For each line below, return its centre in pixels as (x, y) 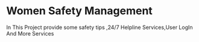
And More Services (30, 33)
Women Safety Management (79, 11)
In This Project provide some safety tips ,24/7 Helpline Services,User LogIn (99, 27)
